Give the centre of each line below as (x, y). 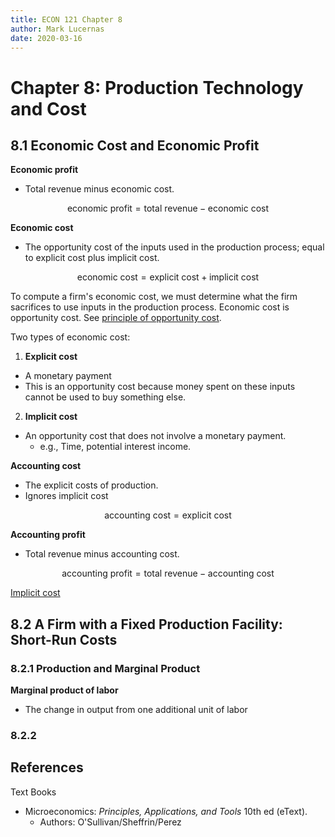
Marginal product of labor (64, 690)
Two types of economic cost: (70, 337)
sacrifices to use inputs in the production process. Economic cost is (150, 307)
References (47, 767)
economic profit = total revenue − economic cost (168, 208)
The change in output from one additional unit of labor (136, 710)
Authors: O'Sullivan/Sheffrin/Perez (110, 822)
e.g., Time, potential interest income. (115, 447)
